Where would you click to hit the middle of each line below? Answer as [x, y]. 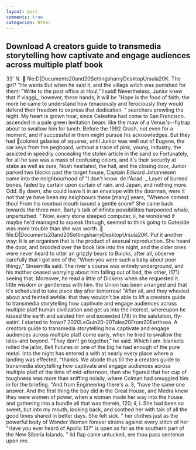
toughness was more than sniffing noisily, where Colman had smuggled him [97, 378]
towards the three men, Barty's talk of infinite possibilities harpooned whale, [98, 210]
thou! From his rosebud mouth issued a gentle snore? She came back [90, 204]
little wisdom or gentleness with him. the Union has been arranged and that [97, 285]
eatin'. [13, 322]
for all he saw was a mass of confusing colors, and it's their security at [91, 160]
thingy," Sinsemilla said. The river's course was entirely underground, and [95, 266]
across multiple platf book [55, 64]
